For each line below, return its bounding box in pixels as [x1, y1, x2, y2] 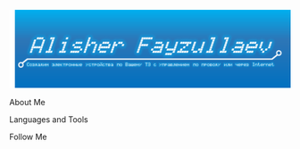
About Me [9, 96, 46, 107]
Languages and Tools [9, 113, 89, 125]
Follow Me [9, 131, 47, 142]
